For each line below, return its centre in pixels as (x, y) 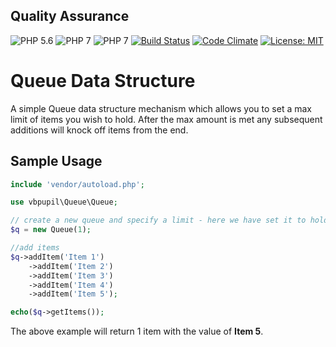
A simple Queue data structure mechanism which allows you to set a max (161, 108)
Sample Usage (56, 161)
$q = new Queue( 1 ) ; (51, 230)
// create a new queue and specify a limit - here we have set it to (158, 220)
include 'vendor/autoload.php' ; (77, 184)
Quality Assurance (70, 16)
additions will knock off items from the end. (99, 130)
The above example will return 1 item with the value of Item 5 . (137, 331)
